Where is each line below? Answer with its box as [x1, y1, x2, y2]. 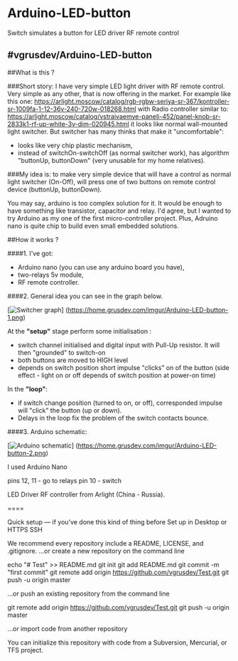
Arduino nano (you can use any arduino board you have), [17, 263, 185, 271]
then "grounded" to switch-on [17, 348, 106, 356]
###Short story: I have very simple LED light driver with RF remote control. [7, 82, 225, 90]
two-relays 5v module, [17, 270, 84, 279]
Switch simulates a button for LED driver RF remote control [7, 28, 180, 37]
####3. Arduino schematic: [7, 427, 87, 435]
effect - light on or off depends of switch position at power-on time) [17, 371, 216, 379]
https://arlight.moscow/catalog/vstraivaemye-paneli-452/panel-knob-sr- [7, 112, 222, 120]
